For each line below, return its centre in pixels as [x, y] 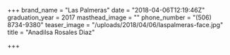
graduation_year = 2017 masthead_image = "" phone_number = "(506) [109, 17]
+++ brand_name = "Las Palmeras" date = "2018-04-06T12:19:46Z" [106, 10]
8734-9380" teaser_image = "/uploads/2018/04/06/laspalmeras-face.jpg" [115, 25]
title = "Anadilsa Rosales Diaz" [51, 32]
